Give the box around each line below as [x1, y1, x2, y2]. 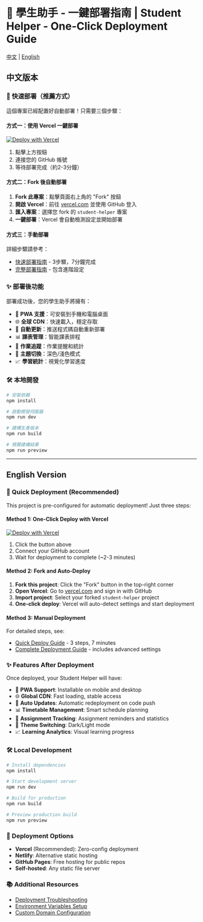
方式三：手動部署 [6, 231, 49, 238]
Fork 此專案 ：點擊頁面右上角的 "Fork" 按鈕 [14, 193, 121, 200]
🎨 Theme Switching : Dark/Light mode [14, 722, 111, 729]
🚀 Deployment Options [6, 831, 74, 840]
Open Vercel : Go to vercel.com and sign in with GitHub [14, 587, 152, 594]
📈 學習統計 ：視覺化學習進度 [14, 357, 86, 364]
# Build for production [6, 795, 66, 802]
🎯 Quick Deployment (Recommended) [6, 488, 120, 496]
